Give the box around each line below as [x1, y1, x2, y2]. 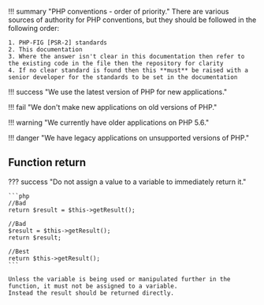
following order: [8, 24, 60, 32]
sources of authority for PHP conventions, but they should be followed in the [8, 15, 257, 24]
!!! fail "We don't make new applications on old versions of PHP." [8, 103, 218, 111]
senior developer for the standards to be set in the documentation [8, 73, 238, 81]
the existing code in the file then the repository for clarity [8, 59, 224, 67]
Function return [8, 156, 87, 169]
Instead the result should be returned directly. [8, 288, 175, 297]
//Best [8, 247, 30, 255]
